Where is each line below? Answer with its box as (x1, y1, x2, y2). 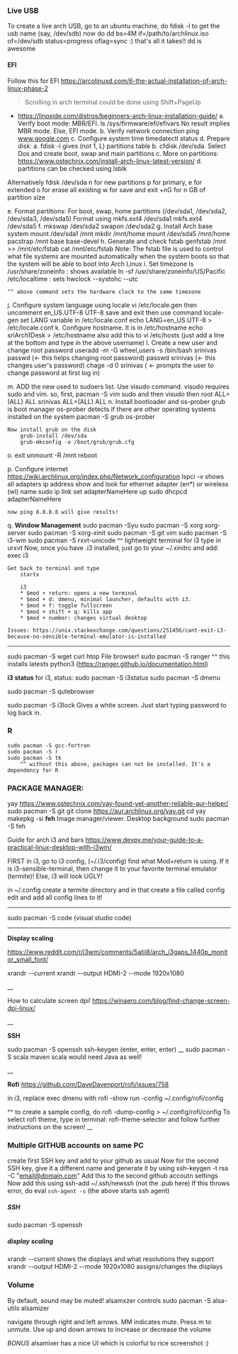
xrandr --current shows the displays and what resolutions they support (7, 1255, 215, 1263)
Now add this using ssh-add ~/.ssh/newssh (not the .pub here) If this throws (7, 1179, 230, 1187)
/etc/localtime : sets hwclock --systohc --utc (7, 274, 138, 283)
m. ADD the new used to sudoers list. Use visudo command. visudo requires (7, 382, 229, 391)
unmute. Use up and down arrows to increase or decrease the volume (7, 1325, 211, 1333)
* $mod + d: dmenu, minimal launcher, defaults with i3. (20, 595, 192, 603)
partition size (7, 193, 46, 201)
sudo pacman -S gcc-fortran (7, 742, 91, 749)
